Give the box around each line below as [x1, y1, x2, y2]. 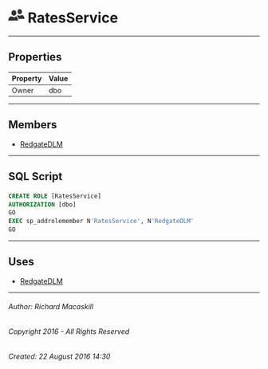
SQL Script [8, 170, 63, 183]
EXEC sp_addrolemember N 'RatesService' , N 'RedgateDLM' [8, 218, 195, 226]
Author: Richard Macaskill [8, 302, 94, 312]
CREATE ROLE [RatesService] [8, 192, 102, 200]
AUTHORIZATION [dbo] [8, 200, 77, 209]
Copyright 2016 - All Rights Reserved [8, 327, 130, 336]
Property [11, 74, 42, 84]
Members [8, 118, 57, 132]
